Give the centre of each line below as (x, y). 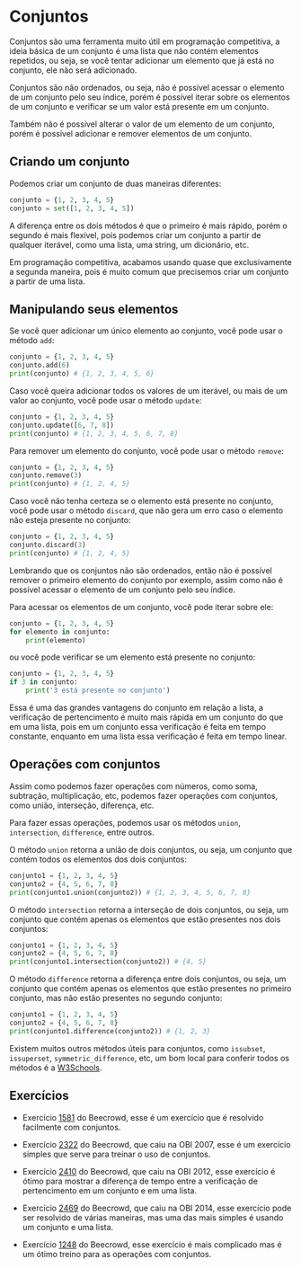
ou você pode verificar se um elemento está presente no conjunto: (133, 657)
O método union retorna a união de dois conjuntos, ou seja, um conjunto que (151, 849)
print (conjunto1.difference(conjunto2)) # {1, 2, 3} (110, 1031)
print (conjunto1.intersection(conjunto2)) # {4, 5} (108, 962)
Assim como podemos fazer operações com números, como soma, (133, 786)
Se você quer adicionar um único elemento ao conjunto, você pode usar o (146, 331)
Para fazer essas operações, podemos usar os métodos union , (125, 822)
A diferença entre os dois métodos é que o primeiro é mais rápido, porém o (148, 226)
